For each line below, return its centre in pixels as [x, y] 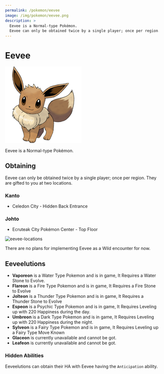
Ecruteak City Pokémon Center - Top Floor [55, 229]
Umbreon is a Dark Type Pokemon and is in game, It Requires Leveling [83, 317]
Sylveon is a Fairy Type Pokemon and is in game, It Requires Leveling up [85, 328]
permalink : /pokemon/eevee [32, 10]
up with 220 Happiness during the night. [53, 322]
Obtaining [20, 166]
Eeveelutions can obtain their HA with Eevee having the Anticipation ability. [82, 366]
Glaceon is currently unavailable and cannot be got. [64, 338]
